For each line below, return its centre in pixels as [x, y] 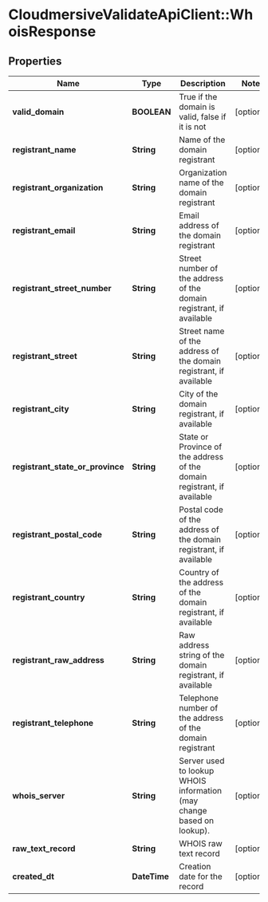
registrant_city [41, 409]
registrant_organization [58, 187]
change [193, 811]
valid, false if [203, 117]
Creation [195, 867]
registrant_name [44, 150]
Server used [202, 761]
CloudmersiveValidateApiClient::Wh [131, 15]
